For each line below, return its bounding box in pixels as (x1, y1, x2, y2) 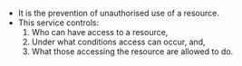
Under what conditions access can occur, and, (31, 36, 206, 47)
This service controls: (17, 17, 100, 28)
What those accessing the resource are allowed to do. (31, 46, 234, 57)
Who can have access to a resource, (31, 27, 169, 37)
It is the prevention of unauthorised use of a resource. (17, 8, 219, 18)
